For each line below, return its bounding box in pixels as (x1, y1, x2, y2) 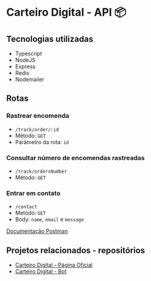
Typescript (15, 50, 42, 57)
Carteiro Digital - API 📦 (6, 5, 126, 19)
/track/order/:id (15, 127, 59, 133)
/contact (15, 204, 38, 210)
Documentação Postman (6, 227, 68, 235)
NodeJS (15, 57, 36, 63)
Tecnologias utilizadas (6, 33, 93, 44)
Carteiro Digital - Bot (15, 268, 67, 275)
